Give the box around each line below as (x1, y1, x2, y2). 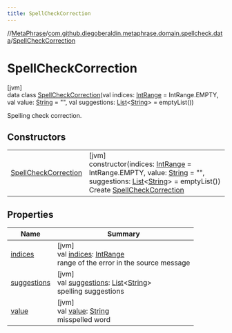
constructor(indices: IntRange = (88, 159, 192, 169)
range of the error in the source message (57, 258, 191, 268)
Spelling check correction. (7, 111, 82, 119)
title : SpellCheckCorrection (7, 10, 91, 17)
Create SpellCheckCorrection (88, 185, 184, 195)
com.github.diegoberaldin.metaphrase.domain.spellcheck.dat (48, 29, 223, 37)
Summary (107, 229, 140, 239)
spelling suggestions (57, 287, 124, 296)
